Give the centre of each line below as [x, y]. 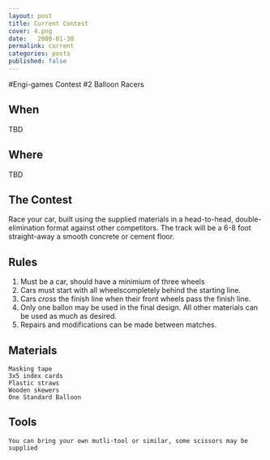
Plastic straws [34, 383]
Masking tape [30, 369]
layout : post [30, 16]
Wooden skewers [34, 390]
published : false [38, 62]
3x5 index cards [36, 376]
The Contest [41, 200]
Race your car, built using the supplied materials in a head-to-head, [121, 219]
